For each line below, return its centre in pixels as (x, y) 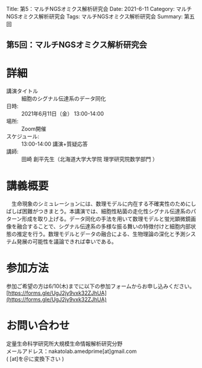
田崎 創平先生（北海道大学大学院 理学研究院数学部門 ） (90, 159)
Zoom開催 (34, 129)
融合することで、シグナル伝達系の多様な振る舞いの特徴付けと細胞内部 (104, 226)
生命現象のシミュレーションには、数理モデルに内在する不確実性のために (101, 204)
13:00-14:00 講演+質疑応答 (55, 144)
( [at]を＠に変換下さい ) (35, 359)
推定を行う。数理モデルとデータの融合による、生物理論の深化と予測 (101, 234)
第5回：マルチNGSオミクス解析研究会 (77, 45)
